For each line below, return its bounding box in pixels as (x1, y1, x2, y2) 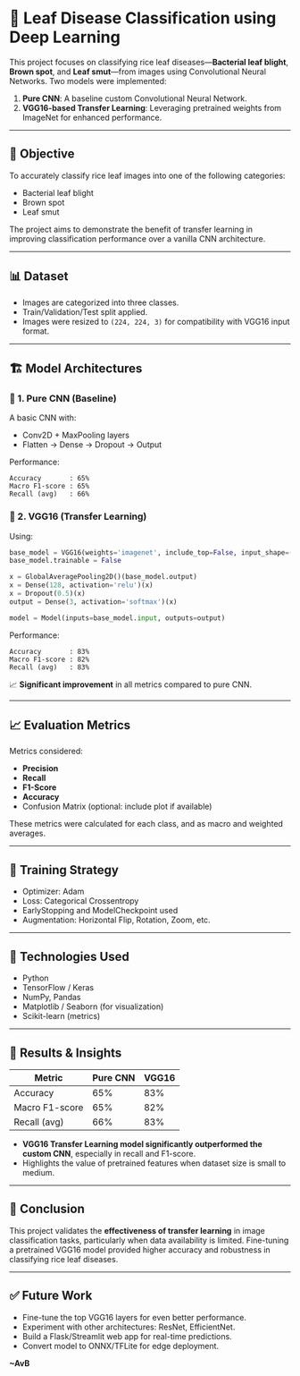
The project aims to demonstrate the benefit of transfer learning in (9, 224, 253, 234)
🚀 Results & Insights (9, 1045, 122, 1060)
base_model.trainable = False (9, 556, 122, 565)
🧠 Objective (9, 147, 75, 162)
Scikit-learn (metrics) (21, 1011, 101, 1022)
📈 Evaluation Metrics (9, 718, 131, 733)
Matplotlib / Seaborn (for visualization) (21, 1001, 164, 1012)
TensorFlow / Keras (21, 982, 95, 993)
